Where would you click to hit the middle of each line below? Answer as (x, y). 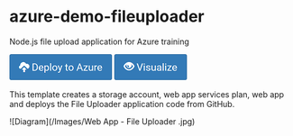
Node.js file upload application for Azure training (99, 41)
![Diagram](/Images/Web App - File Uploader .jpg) (102, 121)
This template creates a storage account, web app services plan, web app (147, 94)
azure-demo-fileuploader (107, 17)
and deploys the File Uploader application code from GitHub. (122, 104)
